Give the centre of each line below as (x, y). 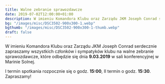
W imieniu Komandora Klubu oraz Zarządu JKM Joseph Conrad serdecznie (81, 46)
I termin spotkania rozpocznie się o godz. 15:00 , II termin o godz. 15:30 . (78, 71)
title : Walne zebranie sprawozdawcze (44, 10)
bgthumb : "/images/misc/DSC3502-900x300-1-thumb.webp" (62, 28)
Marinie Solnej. (20, 62)
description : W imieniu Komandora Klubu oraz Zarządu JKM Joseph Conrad (81, 19)
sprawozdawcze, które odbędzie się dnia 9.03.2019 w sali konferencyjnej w (82, 56)
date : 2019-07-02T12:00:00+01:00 (39, 14)
